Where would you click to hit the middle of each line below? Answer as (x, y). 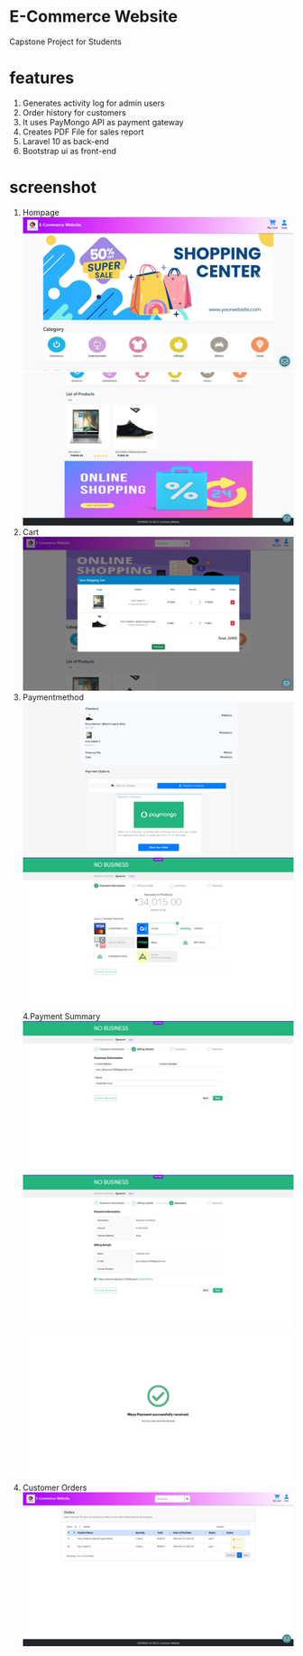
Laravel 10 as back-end (66, 141)
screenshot (53, 188)
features (42, 78)
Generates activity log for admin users (93, 103)
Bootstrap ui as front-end (69, 151)
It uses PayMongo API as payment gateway (103, 122)
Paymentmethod (53, 697)
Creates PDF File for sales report (83, 132)
